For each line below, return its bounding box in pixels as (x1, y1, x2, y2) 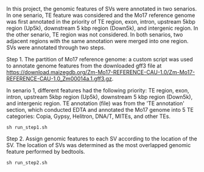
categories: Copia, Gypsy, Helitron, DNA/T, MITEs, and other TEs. (6, 112, 171, 120)
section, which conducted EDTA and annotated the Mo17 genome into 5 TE (6, 106, 194, 113)
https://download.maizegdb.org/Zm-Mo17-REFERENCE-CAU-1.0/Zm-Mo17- (6, 69, 195, 75)
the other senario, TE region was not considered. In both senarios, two (6, 31, 183, 38)
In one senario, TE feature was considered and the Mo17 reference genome (6, 12, 195, 19)
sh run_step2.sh (6, 160, 47, 166)
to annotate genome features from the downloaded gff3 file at (6, 62, 162, 69)
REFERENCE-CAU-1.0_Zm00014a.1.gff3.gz (6, 75, 113, 82)
